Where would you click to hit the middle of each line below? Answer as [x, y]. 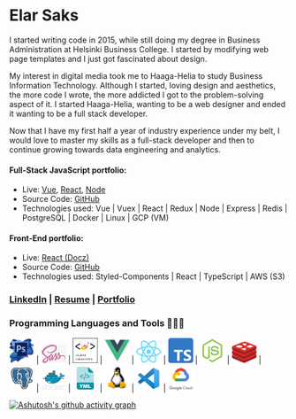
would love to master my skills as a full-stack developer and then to [132, 140]
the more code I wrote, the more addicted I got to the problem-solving [137, 95]
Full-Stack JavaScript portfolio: [68, 170]
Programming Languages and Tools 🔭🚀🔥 [97, 323]
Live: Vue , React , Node [64, 190]
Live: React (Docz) [56, 258]
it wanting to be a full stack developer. [79, 113]
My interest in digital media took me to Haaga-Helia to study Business [136, 75]
